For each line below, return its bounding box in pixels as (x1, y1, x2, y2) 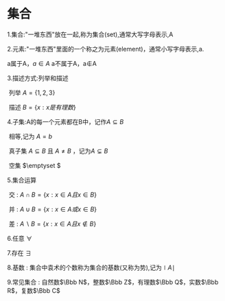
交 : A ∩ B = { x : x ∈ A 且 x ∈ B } (8, 190, 97, 199)
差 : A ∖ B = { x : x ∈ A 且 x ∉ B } (8, 219, 97, 228)
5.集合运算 (7, 176, 36, 184)
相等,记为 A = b (8, 132, 53, 141)
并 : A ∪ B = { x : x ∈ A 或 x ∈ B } (8, 205, 97, 213)
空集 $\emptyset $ (8, 161, 61, 169)
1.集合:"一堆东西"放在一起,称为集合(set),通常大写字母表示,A (7, 30, 174, 38)
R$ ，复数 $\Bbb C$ (7, 286, 60, 295)
